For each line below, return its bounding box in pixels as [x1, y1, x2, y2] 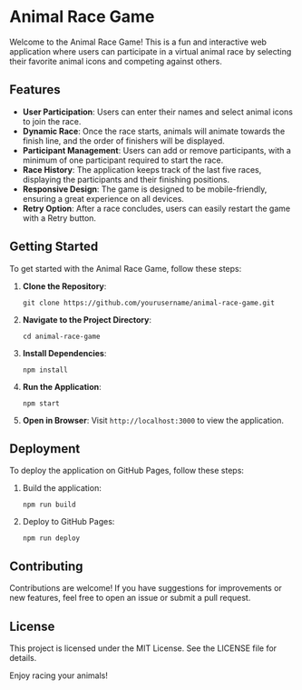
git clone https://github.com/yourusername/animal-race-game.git [22, 298, 275, 307]
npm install [22, 365, 68, 375]
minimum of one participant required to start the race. [22, 155, 224, 165]
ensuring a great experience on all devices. [22, 193, 184, 204]
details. [9, 653, 37, 663]
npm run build [22, 500, 76, 510]
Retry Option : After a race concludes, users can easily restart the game [22, 203, 291, 214]
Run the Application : [22, 381, 102, 392]
